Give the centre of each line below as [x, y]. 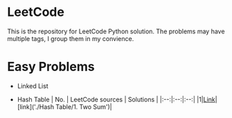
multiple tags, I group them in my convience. [71, 38]
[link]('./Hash [35, 107]
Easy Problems [51, 67]
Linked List [33, 86]
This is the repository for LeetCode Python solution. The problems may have [116, 31]
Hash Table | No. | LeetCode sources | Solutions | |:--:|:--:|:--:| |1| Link [116, 99]
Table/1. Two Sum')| [83, 107]
